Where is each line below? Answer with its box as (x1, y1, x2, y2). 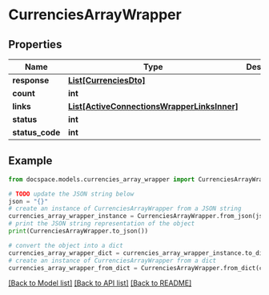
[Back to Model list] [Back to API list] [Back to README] (8, 278, 192, 288)
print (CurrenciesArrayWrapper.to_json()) (8, 227, 149, 236)
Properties (8, 38, 62, 51)
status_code (12, 127, 61, 138)
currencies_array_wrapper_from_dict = (8, 264, 138, 272)
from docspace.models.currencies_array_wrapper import (8, 175, 195, 184)
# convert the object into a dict (8, 241, 124, 249)
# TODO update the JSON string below (8, 190, 134, 198)
